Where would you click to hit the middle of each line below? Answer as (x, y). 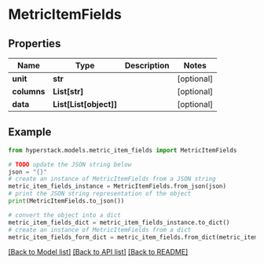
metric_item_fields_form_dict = (61, 237)
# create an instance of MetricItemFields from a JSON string (112, 179)
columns (29, 92)
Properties (35, 44)
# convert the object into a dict (65, 215)
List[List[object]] (85, 104)
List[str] (68, 92)
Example (30, 132)
